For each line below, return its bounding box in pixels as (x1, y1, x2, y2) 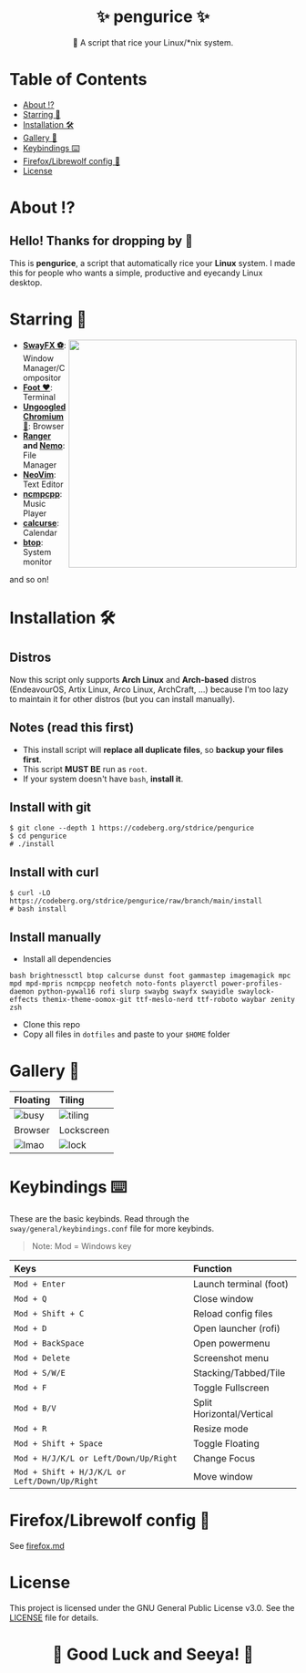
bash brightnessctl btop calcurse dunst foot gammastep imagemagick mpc (9, 971, 291, 981)
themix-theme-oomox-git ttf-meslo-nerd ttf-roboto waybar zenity (42, 996, 296, 1005)
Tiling (58, 1094, 85, 1106)
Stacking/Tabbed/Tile (192, 1366, 286, 1379)
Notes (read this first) (9, 720, 135, 736)
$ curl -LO (9, 889, 51, 898)
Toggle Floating (192, 1437, 260, 1450)
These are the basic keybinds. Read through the (9, 1213, 189, 1224)
